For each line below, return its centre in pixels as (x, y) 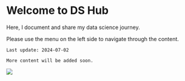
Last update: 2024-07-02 (38, 50)
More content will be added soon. (50, 60)
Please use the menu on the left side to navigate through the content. (92, 39)
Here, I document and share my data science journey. (73, 27)
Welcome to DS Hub (58, 11)
